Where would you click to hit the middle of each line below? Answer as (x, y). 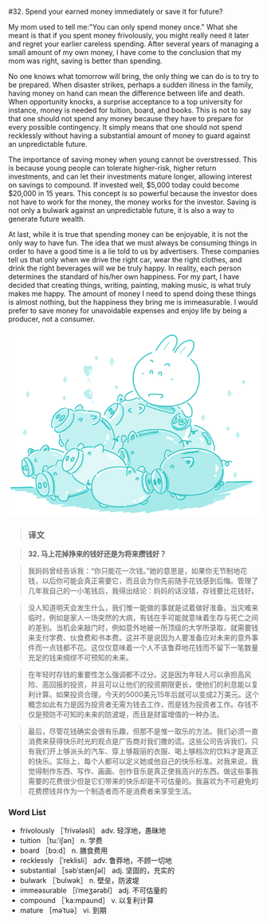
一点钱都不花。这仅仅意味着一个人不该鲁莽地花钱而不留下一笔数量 (150, 647)
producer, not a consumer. (52, 319)
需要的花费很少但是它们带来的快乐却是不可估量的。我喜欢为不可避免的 (143, 781)
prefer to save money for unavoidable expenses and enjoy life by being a (128, 311)
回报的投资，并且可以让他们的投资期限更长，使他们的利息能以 (150, 684)
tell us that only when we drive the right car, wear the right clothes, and (125, 260)
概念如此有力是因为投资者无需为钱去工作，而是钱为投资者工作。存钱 (139, 704)
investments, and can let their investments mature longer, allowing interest (130, 176)
